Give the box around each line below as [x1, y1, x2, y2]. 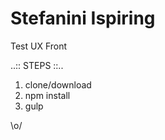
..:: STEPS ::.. [10, 59, 64, 71]
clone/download [24, 78, 92, 91]
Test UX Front [10, 40, 68, 52]
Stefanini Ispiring [10, 7, 156, 30]
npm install [24, 89, 71, 101]
